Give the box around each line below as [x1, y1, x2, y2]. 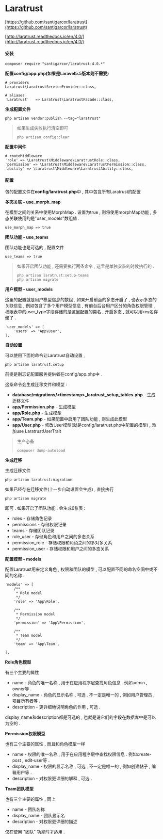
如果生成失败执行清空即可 [16, 125, 68, 131]
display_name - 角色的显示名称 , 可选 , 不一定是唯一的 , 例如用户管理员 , [12, 692, 155, 698]
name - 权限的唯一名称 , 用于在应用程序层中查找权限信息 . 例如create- [12, 751, 152, 757]
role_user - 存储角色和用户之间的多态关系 [12, 534, 95, 540]
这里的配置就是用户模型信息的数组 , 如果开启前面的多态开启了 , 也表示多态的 [5, 297, 157, 303]
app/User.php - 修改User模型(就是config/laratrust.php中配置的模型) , [12, 422, 151, 428]
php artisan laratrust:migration [5, 477, 73, 483]
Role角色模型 [5, 659, 32, 665]
